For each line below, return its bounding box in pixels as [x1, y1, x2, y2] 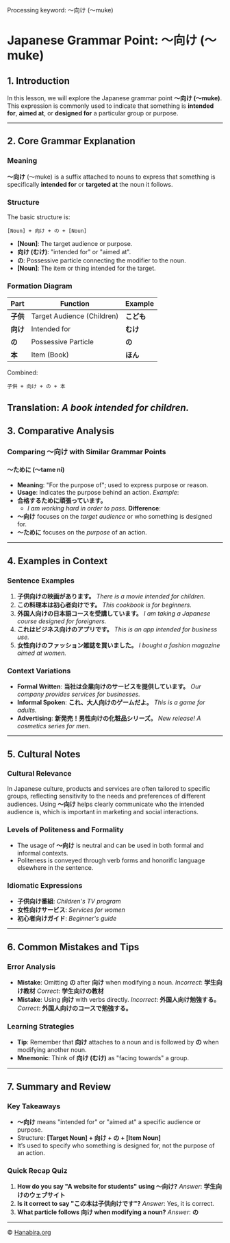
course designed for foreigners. [16, 617, 107, 625]
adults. [16, 706, 37, 715]
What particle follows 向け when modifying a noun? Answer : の [16, 1208, 199, 1216]
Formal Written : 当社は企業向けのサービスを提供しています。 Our [16, 682, 202, 691]
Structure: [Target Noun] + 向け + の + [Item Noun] [16, 1134, 161, 1142]
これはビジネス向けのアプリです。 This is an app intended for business [16, 625, 218, 634]
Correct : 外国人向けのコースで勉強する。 [16, 1004, 132, 1012]
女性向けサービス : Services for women [16, 906, 125, 914]
